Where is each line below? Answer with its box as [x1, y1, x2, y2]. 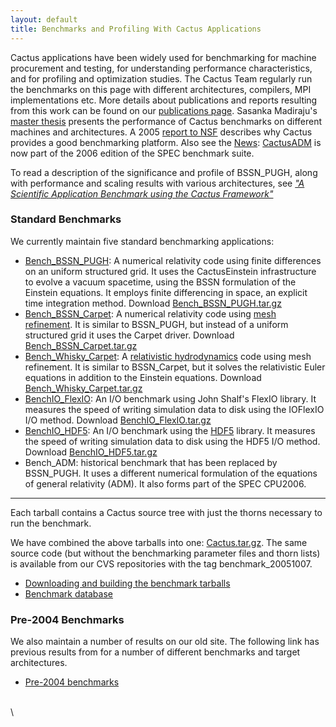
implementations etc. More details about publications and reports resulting [10, 94, 318, 106]
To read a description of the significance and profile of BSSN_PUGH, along [10, 166, 318, 178]
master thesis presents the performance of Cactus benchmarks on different [10, 115, 323, 127]
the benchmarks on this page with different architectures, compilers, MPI [10, 83, 312, 95]
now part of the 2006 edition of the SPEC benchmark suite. [10, 147, 255, 159]
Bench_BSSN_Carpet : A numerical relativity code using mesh [24, 307, 277, 320]
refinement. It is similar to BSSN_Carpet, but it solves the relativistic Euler [24, 361, 326, 373]
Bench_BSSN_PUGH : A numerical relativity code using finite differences [24, 254, 322, 266]
